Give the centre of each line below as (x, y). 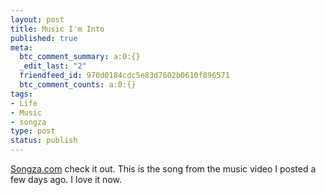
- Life (24, 103)
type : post (33, 131)
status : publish (44, 141)
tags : (21, 94)
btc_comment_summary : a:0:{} (80, 57)
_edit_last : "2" (53, 66)
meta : (21, 47)
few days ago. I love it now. (66, 179)
